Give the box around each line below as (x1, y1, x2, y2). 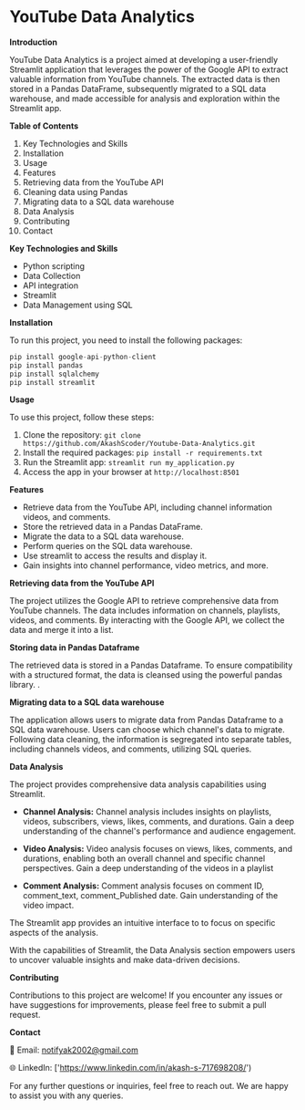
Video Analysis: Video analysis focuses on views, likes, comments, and (22, 844, 293, 855)
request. (9, 1010, 41, 1021)
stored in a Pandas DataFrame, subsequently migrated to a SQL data (9, 83, 267, 94)
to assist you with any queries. (9, 1090, 124, 1101)
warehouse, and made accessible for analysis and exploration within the (9, 93, 280, 104)
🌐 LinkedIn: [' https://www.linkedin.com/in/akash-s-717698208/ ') (9, 1063, 252, 1074)
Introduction (9, 36, 57, 47)
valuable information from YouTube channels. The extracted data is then (9, 73, 280, 84)
